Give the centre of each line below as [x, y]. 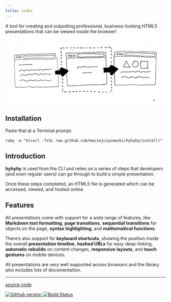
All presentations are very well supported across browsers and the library [82, 264]
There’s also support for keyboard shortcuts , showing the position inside [82, 238]
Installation [23, 118]
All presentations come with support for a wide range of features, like [78, 217]
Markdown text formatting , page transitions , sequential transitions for [81, 223]
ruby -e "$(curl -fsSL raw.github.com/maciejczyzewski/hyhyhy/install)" [84, 140]
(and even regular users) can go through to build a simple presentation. [80, 174]
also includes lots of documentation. [43, 270]
